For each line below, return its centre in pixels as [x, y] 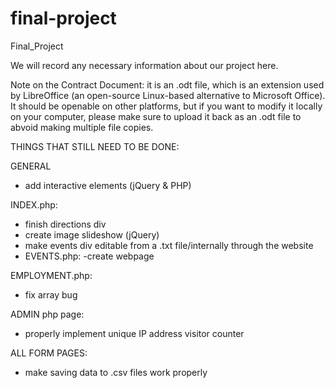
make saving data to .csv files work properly [116, 372]
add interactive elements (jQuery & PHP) [108, 185]
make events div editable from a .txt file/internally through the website [169, 245]
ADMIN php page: [47, 314]
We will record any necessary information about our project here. [144, 65]
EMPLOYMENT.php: [51, 275]
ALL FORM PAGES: [49, 353]
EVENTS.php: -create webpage [89, 256]
